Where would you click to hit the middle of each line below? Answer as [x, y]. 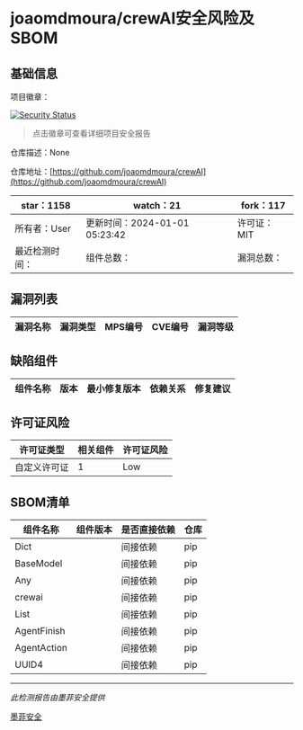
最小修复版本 [114, 388]
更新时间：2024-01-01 [138, 223]
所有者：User [43, 228]
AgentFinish [40, 631]
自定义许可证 [42, 467]
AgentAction [41, 648]
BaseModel [39, 564]
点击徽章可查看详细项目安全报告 [91, 133]
